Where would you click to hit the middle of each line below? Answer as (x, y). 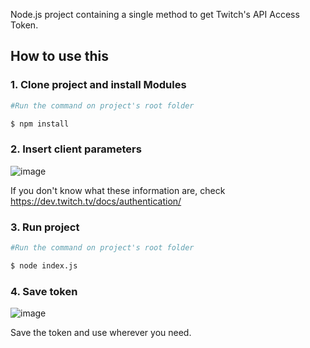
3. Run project (45, 227)
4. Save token (44, 291)
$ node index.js (44, 265)
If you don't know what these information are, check (118, 190)
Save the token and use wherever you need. (101, 333)
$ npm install (40, 124)
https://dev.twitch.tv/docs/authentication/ (96, 201)
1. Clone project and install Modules (98, 85)
